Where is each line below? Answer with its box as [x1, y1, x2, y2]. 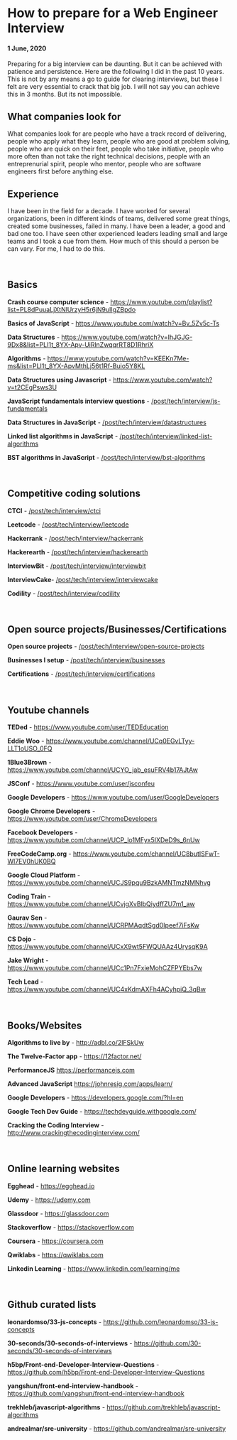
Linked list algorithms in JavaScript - [7, 431, 118, 440]
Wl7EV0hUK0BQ [7, 857, 56, 866]
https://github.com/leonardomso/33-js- [102, 1317, 219, 1326]
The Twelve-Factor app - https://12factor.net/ [7, 1052, 142, 1060]
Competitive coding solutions [7, 488, 140, 500]
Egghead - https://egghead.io [7, 1181, 95, 1190]
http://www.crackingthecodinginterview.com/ [7, 1129, 140, 1137]
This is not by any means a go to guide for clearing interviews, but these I [7, 75, 222, 83]
